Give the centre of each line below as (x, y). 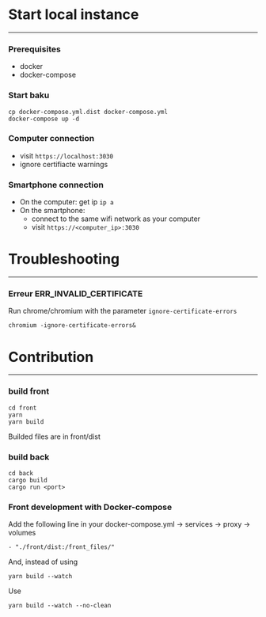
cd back (21, 473)
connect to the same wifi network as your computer (116, 219)
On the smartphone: (52, 211)
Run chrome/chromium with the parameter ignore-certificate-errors (123, 311)
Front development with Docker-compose (90, 507)
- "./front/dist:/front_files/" (61, 547)
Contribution (51, 357)
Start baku (29, 95)
